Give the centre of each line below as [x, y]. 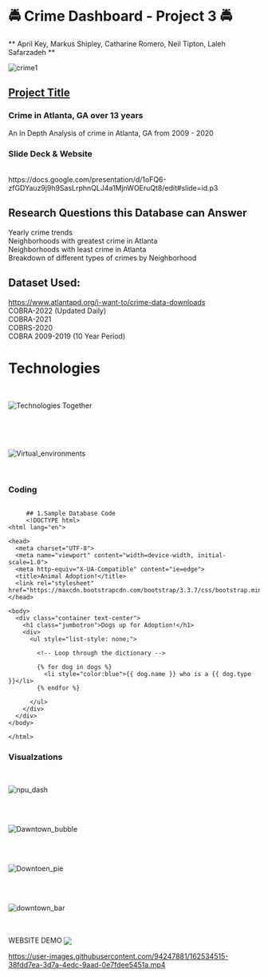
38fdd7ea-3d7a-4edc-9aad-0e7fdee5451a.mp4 [87, 965]
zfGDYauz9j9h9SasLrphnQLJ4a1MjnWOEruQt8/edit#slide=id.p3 [113, 188]
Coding [23, 490]
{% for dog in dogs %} [75, 667]
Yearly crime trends [41, 232]
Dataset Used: [45, 283]
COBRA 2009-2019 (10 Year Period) [67, 336]
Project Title [39, 93]
